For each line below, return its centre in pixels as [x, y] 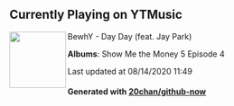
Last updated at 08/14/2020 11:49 [130, 71]
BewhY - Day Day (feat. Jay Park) [130, 36]
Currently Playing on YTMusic [96, 15]
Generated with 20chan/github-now [137, 92]
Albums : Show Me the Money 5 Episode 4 [146, 54]
